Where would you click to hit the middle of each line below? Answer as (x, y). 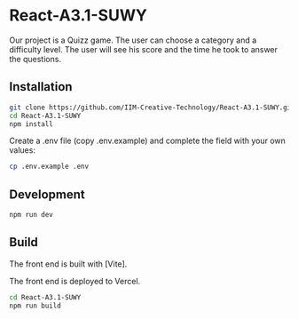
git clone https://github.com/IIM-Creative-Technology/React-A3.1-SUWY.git (152, 108)
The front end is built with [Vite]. (68, 264)
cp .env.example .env (49, 167)
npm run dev (31, 215)
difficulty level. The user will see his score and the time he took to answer (143, 49)
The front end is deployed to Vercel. (75, 281)
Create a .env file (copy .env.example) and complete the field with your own (148, 141)
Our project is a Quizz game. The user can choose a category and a (133, 40)
